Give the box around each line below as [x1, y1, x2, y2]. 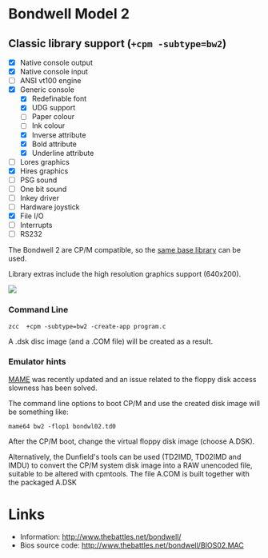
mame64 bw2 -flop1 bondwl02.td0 [8, 422, 116, 430]
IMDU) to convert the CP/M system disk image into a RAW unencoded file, [8, 460, 253, 470]
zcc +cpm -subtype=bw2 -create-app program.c [8, 322, 166, 330]
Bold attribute [31, 139, 78, 149]
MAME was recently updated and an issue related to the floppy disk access [8, 374, 257, 384]
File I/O [19, 211, 44, 221]
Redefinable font [31, 94, 87, 104]
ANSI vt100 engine [19, 76, 82, 86]
